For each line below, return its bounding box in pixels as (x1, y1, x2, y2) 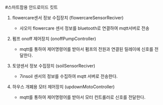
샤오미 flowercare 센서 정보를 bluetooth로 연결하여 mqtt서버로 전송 (19, 25, 150, 31)
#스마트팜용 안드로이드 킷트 (5, 4, 58, 10)
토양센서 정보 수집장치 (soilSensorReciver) (12, 63, 96, 69)
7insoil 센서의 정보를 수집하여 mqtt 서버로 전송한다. (19, 73, 118, 79)
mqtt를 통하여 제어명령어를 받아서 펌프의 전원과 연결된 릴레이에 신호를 (19, 46, 154, 52)
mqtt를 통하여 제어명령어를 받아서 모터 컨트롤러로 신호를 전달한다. (19, 94, 146, 100)
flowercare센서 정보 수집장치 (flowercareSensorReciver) (12, 15, 124, 21)
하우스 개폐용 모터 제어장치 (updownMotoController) (12, 84, 115, 90)
